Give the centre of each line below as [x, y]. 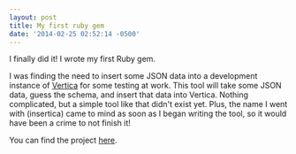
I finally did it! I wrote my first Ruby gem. [83, 59]
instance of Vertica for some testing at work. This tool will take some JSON [145, 86]
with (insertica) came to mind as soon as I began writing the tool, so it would [148, 114]
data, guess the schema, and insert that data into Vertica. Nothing [129, 95]
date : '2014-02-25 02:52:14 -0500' [75, 34]
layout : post [33, 17]
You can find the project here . [63, 140]
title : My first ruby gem [57, 26]
